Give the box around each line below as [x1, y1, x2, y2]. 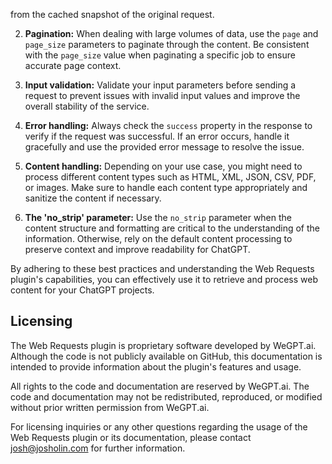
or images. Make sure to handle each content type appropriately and [24, 182, 308, 193]
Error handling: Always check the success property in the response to [24, 120, 313, 131]
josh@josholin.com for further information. [10, 442, 186, 454]
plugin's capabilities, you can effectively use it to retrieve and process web [10, 274, 319, 285]
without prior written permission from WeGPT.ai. [10, 401, 210, 413]
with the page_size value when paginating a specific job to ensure [24, 49, 296, 61]
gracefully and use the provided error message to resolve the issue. [24, 141, 305, 153]
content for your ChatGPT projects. [10, 284, 155, 296]
